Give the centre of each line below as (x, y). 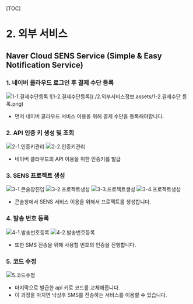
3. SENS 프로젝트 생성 (36, 176)
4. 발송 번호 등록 (28, 219)
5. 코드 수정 (21, 261)
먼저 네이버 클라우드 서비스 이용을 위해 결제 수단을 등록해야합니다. (89, 116)
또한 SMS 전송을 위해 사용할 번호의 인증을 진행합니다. (75, 244)
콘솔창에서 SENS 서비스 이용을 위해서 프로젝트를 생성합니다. (83, 202)
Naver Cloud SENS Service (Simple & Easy (84, 56)
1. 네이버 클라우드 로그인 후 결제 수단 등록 (60, 82)
